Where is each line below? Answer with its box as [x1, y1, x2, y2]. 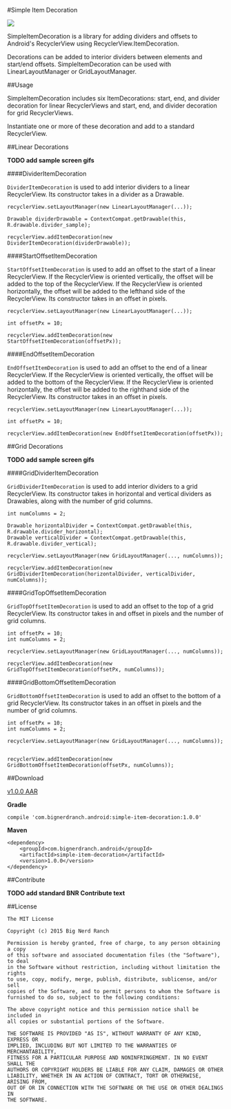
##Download [7, 774, 44, 782]
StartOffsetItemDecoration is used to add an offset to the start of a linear [7, 265, 216, 273]
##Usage [7, 81, 34, 89]
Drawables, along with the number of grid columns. [7, 497, 153, 505]
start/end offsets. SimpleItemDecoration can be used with [7, 60, 172, 68]
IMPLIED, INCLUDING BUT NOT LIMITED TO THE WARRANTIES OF [7, 1042, 177, 1049]
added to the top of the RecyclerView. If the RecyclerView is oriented [7, 280, 203, 288]
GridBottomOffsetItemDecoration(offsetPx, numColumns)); [7, 762, 174, 769]
